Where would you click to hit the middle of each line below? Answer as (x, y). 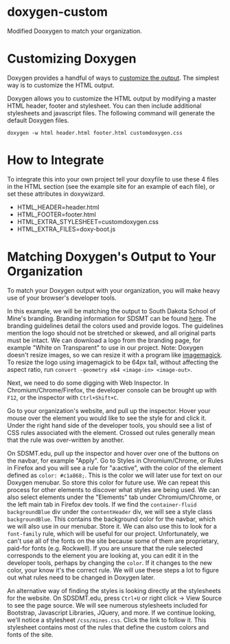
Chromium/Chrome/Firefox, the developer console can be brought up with (112, 390)
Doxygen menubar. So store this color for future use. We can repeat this (109, 482)
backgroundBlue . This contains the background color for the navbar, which (112, 519)
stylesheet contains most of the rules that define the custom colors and (108, 627)
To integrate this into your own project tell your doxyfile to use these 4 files (113, 179)
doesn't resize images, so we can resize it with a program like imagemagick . (115, 355)
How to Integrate (56, 160)
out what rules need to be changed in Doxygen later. (81, 577)
